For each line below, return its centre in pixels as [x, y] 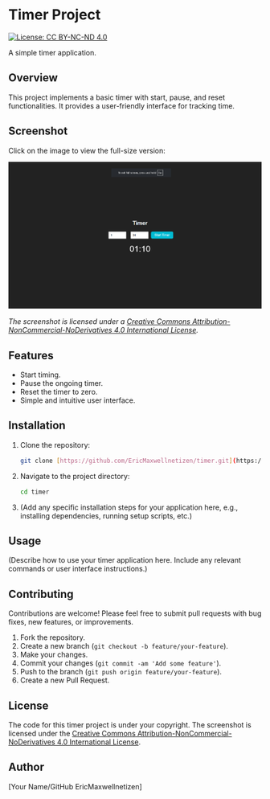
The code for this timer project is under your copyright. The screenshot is [130, 725]
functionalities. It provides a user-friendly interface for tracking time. [122, 105]
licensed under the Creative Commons [72, 734]
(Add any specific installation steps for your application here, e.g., [129, 507]
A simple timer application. [52, 52]
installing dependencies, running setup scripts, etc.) [106, 515]
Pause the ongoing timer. [61, 383]
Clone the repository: [55, 445]
